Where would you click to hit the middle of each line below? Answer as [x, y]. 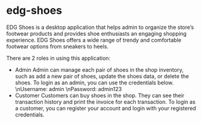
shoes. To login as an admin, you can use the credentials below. [94, 83]
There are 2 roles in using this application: [58, 58]
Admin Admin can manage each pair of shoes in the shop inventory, [99, 69]
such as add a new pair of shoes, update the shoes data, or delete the [102, 76]
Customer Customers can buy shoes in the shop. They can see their [100, 95]
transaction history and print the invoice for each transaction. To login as [105, 102]
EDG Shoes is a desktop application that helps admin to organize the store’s [100, 27]
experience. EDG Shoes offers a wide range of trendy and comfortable [94, 40]
